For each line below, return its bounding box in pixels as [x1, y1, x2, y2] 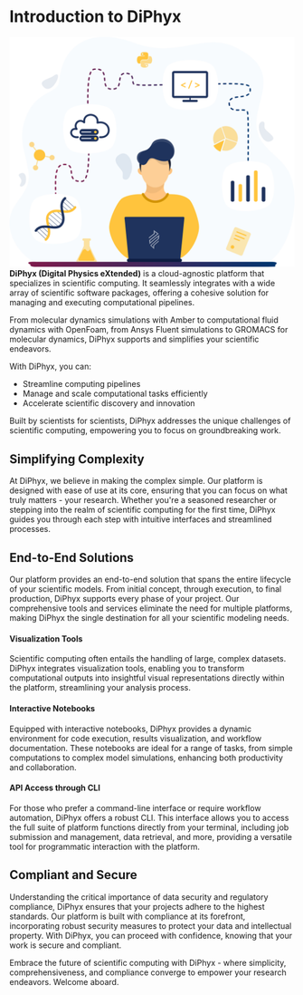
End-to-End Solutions [9, 550, 134, 565]
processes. [9, 524, 52, 535]
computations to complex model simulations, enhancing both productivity [9, 752, 283, 763]
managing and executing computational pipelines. [9, 297, 195, 308]
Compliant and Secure [9, 867, 137, 883]
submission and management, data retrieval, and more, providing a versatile [9, 831, 292, 842]
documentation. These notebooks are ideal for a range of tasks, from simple [9, 742, 293, 753]
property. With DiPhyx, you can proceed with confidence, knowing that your [9, 930, 293, 941]
